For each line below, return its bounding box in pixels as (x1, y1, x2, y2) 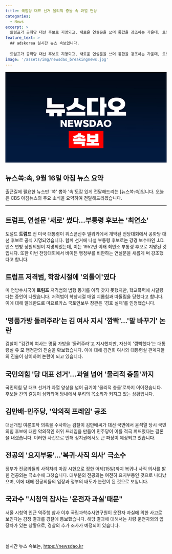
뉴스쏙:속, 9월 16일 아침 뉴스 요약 (5, 174, 104, 183)
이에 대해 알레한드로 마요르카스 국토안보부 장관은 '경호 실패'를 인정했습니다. (5, 300, 156, 306)
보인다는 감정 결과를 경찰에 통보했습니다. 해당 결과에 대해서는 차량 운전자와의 (5, 516, 159, 522)
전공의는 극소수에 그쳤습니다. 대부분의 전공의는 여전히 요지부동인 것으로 (10, 472, 153, 478)
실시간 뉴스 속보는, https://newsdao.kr (5, 543, 83, 549)
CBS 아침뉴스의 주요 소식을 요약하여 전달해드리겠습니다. (10, 195, 123, 201)
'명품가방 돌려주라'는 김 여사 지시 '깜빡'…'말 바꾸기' (5, 316, 158, 325)
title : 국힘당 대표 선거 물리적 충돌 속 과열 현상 (5, 8, 97, 13)
